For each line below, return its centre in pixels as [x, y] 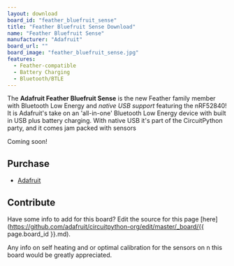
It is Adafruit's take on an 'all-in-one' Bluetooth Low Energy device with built [117, 113]
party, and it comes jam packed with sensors [72, 128]
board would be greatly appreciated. [60, 255]
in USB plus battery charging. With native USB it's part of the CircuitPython [115, 121]
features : [22, 59]
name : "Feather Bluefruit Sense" [56, 33]
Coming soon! [27, 142]
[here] [209, 219]
